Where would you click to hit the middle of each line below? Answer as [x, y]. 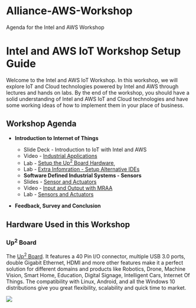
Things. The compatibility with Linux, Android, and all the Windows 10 [91, 281]
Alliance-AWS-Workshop [69, 11]
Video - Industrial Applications [60, 155]
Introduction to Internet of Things [56, 138]
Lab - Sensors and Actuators [58, 194]
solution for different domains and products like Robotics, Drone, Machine [96, 269]
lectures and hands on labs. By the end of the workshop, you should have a [98, 92]
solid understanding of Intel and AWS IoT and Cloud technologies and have [97, 99]
